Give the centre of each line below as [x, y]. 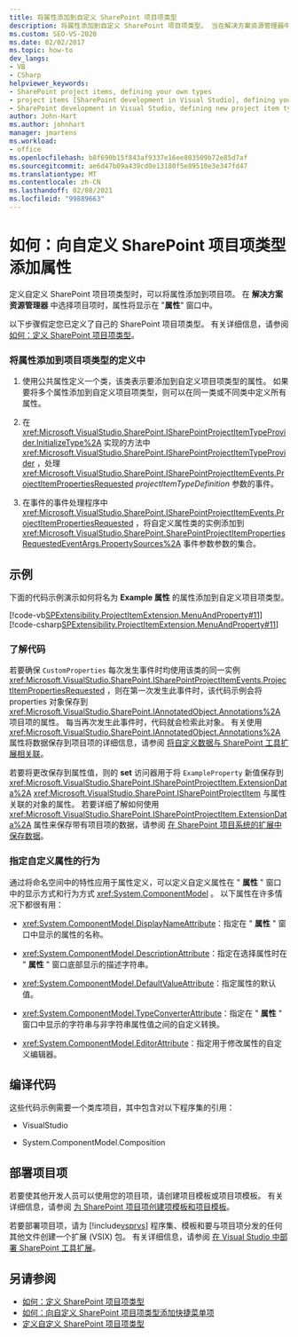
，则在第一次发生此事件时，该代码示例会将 [185, 691]
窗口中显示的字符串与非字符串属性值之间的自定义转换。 [123, 1024]
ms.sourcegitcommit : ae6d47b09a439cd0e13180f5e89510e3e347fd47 [129, 166]
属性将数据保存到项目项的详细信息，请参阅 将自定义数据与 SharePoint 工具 [145, 743]
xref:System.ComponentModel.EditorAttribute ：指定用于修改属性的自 [148, 1042]
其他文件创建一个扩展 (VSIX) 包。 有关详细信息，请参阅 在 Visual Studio [140, 1237]
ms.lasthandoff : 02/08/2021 [61, 191]
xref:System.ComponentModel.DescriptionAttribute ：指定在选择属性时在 [155, 953]
